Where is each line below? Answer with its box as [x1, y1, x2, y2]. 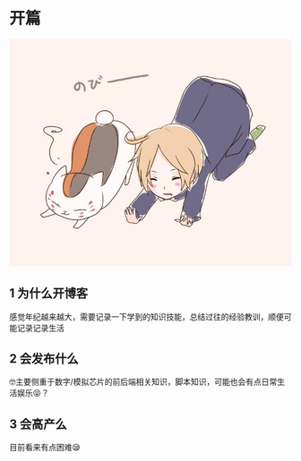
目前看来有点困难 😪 [9, 442, 81, 453]
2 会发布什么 [9, 351, 79, 366]
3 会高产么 [9, 416, 67, 431]
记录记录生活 [16, 322, 64, 333]
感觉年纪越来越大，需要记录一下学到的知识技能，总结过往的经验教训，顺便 [9, 311, 284, 322]
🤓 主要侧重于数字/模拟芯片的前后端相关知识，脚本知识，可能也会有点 [9, 377, 262, 388]
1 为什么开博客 [9, 286, 89, 301]
